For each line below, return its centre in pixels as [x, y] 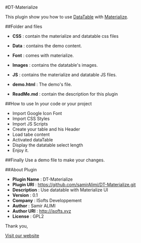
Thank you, [17, 226]
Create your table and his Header [46, 129]
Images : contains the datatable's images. [55, 65]
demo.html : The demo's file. [42, 84]
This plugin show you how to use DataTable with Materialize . [67, 17]
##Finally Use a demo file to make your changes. [55, 160]
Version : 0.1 [25, 195]
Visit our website [22, 236]
